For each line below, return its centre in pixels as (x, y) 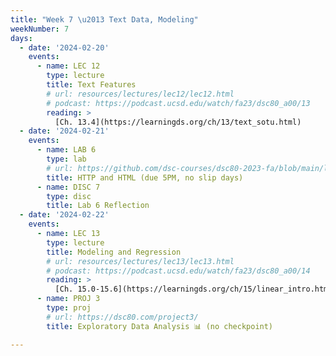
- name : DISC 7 (68, 187)
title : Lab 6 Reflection (98, 206)
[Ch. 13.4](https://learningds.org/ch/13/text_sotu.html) (178, 122)
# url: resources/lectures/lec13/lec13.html (140, 261)
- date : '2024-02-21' (64, 131)
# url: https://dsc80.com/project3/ (122, 317)
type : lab (66, 159)
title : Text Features (91, 85)
